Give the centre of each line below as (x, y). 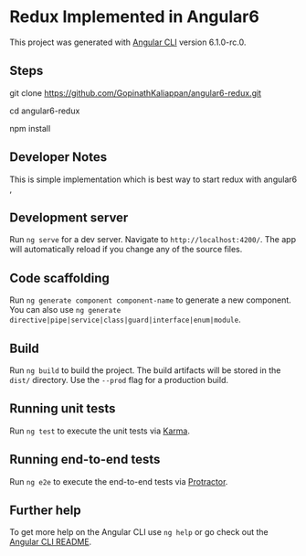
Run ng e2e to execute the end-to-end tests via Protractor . (119, 481)
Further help (46, 511)
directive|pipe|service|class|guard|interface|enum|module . (125, 320)
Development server (69, 217)
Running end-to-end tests (85, 460)
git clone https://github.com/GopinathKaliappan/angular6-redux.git (136, 92)
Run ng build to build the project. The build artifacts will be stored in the (145, 370)
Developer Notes (58, 157)
